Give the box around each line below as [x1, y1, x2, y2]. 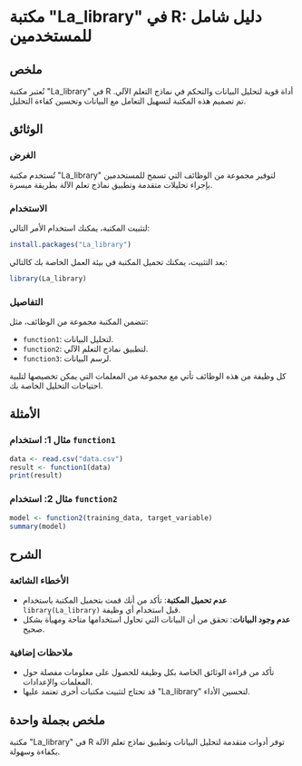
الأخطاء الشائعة [9, 574, 70, 586]
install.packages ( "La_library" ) [9, 240, 132, 249]
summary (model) [9, 522, 67, 531]
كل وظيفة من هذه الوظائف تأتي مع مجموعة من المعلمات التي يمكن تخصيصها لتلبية [9, 370, 287, 382]
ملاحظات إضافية [9, 646, 73, 659]
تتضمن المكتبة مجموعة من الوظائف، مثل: [9, 316, 149, 328]
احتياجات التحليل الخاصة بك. [9, 380, 103, 391]
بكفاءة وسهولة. [9, 746, 61, 757]
